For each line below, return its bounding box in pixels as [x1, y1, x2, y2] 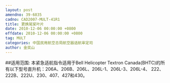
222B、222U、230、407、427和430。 [5, 72, 88, 78]
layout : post [5, 7, 33, 13]
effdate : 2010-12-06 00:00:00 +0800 [5, 31, 83, 36]
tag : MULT [5, 36, 26, 41]
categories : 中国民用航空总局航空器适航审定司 [5, 40, 93, 46]
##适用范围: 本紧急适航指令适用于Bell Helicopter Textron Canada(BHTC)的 [5, 59, 161, 66]
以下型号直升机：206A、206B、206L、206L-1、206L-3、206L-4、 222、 [9, 66, 164, 72]
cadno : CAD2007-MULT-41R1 [5, 17, 60, 22]
